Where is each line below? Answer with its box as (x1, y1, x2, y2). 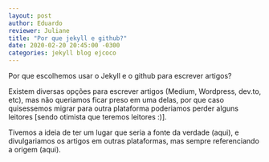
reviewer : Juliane (8, 26, 70, 34)
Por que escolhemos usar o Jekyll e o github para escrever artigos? (8, 71, 232, 80)
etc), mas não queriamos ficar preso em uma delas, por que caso (8, 95, 225, 104)
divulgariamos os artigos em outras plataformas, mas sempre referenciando (8, 136, 259, 145)
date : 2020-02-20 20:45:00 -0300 (8, 42, 120, 50)
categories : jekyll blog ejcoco (8, 49, 116, 57)
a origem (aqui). (8, 145, 62, 154)
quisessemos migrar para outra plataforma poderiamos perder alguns (8, 103, 239, 113)
